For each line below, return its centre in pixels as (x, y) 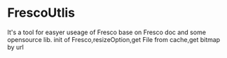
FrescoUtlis (41, 13)
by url (16, 47)
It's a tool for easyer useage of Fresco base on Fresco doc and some (107, 32)
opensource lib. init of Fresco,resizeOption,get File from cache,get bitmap (114, 39)
